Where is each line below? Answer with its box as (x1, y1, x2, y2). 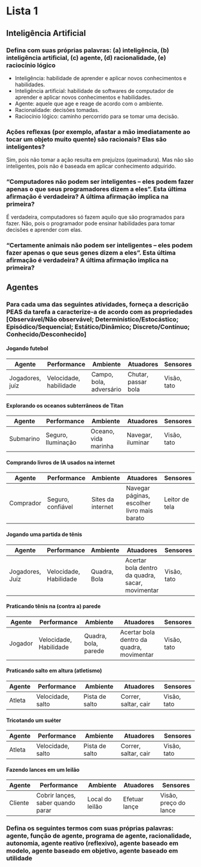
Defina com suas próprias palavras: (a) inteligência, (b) (6, 46, 169, 54)
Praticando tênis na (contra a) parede (6, 603, 101, 610)
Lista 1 (6, 4, 38, 18)
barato (126, 514, 145, 522)
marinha (90, 442, 114, 450)
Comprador (9, 499, 42, 507)
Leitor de (164, 495, 190, 504)
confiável (47, 503, 74, 511)
